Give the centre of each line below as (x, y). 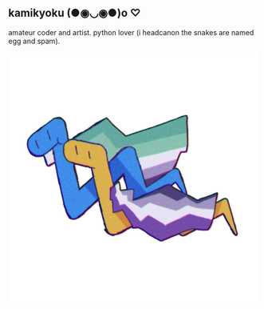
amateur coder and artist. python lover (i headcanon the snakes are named (131, 32)
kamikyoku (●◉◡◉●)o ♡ (75, 13)
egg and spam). (34, 41)
